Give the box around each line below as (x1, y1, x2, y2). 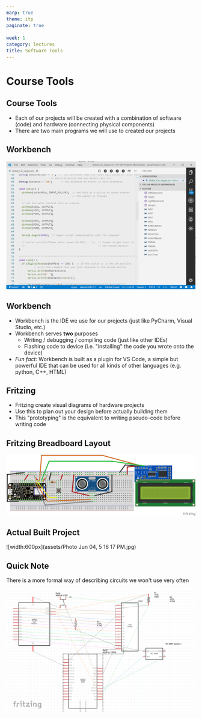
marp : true (6, 10, 34, 16)
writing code (14, 421, 46, 428)
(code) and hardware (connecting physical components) (14, 120, 155, 128)
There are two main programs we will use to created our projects (14, 127, 176, 134)
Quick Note (6, 560, 49, 571)
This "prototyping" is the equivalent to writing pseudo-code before (14, 414, 181, 421)
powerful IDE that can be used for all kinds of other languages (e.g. (14, 362, 182, 369)
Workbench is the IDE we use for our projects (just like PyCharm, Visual (14, 317, 192, 324)
